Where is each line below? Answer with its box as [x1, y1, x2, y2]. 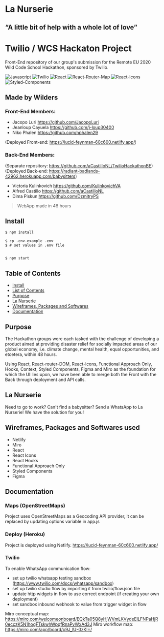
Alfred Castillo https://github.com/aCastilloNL [12, 188, 104, 194]
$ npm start [5, 256, 29, 261]
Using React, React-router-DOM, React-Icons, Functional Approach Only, [5, 361, 152, 367]
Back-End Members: [5, 152, 55, 159]
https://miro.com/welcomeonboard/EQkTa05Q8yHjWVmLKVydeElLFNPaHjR [5, 616, 158, 622]
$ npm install [5, 230, 34, 235]
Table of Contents [5, 269, 61, 278]
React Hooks [12, 457, 38, 463]
